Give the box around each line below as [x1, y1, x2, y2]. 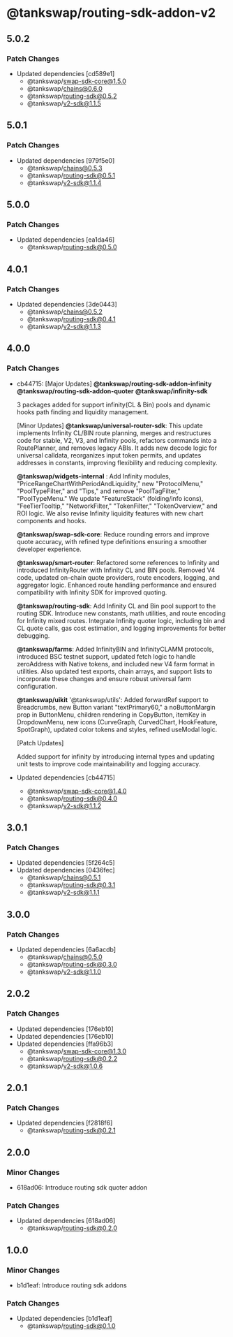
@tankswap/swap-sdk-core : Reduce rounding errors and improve [16, 529, 210, 539]
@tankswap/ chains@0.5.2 [27, 307, 103, 316]
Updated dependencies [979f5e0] [16, 156, 115, 165]
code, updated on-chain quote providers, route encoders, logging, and [16, 573, 220, 581]
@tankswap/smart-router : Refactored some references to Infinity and [16, 558, 220, 567]
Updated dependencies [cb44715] [16, 773, 116, 782]
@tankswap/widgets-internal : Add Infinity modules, [16, 472, 171, 480]
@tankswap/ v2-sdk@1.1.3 [27, 322, 102, 330]
